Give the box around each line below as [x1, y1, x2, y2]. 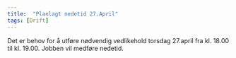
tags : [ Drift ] [7, 17, 49, 24]
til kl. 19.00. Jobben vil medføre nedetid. [7, 44, 124, 52]
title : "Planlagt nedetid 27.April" [7, 10, 119, 18]
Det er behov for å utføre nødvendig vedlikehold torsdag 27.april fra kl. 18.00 [7, 36, 230, 45]
